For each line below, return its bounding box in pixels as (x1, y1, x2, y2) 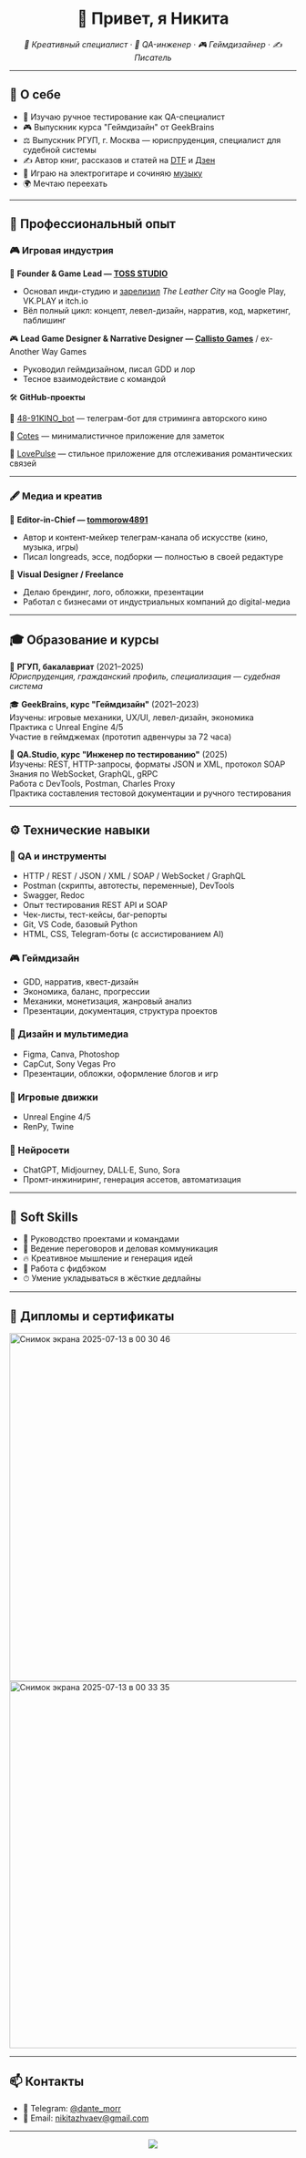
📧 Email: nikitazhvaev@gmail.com (22, 2112, 149, 2123)
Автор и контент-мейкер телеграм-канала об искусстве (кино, (22, 532, 269, 542)
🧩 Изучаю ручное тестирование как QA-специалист (22, 111, 226, 122)
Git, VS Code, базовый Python (22, 919, 138, 930)
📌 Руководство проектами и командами (22, 1234, 179, 1244)
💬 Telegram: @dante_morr (22, 2102, 121, 2113)
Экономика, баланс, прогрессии (22, 986, 150, 996)
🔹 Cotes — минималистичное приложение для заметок (9, 430, 225, 441)
